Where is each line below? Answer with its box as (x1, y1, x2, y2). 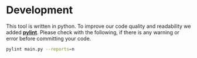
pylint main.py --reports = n (6, 46, 75, 52)
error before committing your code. (6, 35, 91, 42)
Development (6, 3, 73, 17)
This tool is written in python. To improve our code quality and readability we (6, 23, 191, 30)
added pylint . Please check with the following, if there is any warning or (6, 28, 180, 35)
